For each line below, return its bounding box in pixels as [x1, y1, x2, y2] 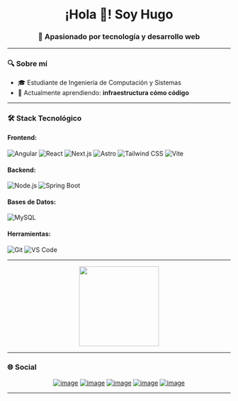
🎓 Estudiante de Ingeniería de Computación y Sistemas [17, 78, 182, 87]
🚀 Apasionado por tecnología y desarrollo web [38, 32, 200, 42]
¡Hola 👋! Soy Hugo [64, 6, 174, 23]
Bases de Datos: [7, 197, 57, 206]
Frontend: [7, 133, 38, 142]
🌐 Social [7, 362, 37, 372]
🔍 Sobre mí [7, 59, 47, 69]
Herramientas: [7, 229, 51, 238]
